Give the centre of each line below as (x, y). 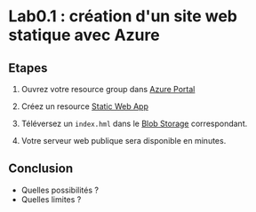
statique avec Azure (84, 35)
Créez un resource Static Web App (84, 106)
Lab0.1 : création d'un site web (123, 16)
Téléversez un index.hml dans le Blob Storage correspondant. (134, 123)
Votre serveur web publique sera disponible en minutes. (124, 141)
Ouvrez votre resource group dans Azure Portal (108, 89)
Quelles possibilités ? (60, 190)
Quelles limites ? (51, 199)
